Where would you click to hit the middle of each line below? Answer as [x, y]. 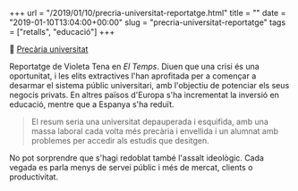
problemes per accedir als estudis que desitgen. [120, 141]
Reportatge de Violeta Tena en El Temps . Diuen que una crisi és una [134, 66]
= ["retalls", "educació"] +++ [62, 32]
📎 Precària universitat [49, 49]
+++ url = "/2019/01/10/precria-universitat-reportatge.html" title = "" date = [148, 13]
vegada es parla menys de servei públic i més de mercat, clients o [131, 167]
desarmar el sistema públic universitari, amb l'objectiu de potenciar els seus [149, 85]
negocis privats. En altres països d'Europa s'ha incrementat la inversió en [145, 95]
